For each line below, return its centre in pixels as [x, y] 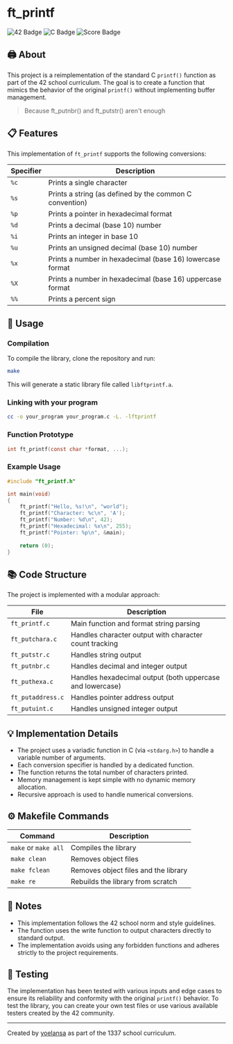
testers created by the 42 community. [61, 1013]
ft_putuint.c [32, 709]
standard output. [41, 938]
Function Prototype [41, 434]
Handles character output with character [137, 635]
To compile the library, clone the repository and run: [81, 359]
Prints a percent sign [82, 299]
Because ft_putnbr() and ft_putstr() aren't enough [95, 111]
